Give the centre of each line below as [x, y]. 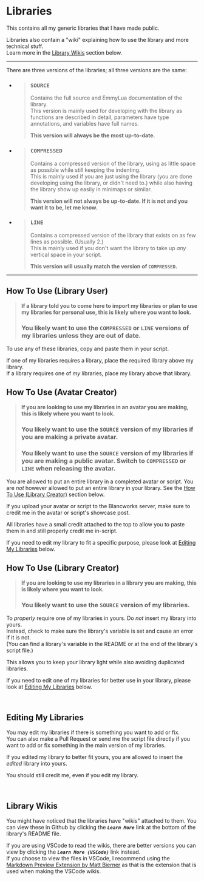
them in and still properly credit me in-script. [62, 531]
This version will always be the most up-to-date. [93, 135]
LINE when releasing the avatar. [68, 468]
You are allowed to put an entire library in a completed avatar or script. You [100, 481]
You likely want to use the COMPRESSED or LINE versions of [105, 328]
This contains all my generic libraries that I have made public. [83, 28]
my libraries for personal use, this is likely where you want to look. [106, 312]
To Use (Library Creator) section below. [56, 494]
